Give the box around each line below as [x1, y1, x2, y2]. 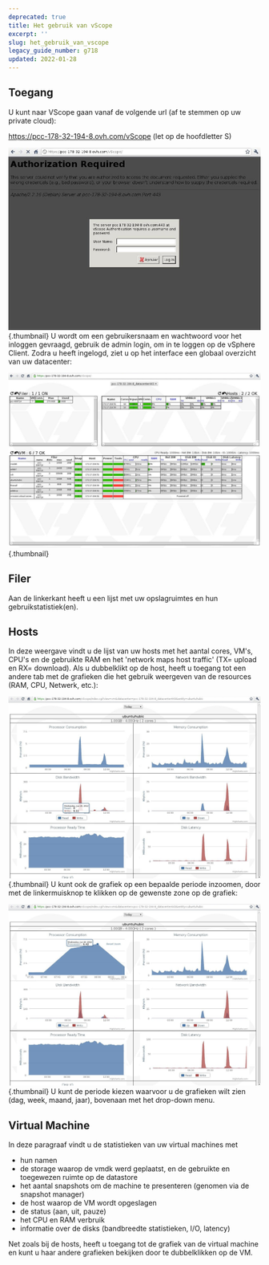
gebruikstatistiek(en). [8, 602, 78, 612]
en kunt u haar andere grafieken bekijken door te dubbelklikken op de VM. [8, 1248, 254, 1258]
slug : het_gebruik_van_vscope [8, 39, 110, 47]
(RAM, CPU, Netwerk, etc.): [8, 681, 98, 690]
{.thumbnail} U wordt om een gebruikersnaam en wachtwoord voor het [8, 332, 242, 341]
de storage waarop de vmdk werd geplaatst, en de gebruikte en [19, 1164, 231, 1173]
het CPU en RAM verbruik [19, 1215, 106, 1225]
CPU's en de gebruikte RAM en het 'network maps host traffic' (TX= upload [8, 655, 258, 665]
